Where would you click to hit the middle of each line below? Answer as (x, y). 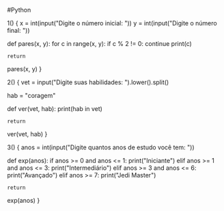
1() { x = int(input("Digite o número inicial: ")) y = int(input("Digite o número (112, 23)
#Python (19, 10)
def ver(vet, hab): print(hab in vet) (55, 109)
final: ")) (18, 30)
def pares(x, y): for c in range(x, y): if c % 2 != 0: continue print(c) (100, 44)
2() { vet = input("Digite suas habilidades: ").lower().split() (88, 82)
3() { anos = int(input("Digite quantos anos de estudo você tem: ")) (101, 147)
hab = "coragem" (31, 96)
